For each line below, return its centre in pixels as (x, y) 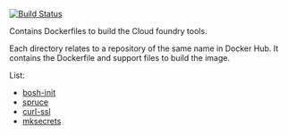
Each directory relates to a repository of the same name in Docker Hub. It (144, 48)
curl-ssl (36, 111)
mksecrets (42, 121)
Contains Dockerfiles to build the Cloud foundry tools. (108, 31)
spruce (35, 102)
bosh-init (39, 93)
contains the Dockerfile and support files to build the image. (120, 58)
